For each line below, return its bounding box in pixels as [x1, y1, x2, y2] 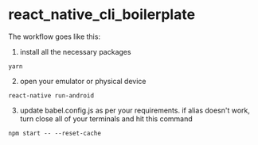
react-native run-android [8, 91, 94, 100]
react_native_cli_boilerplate [8, 6, 196, 24]
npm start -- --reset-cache [8, 129, 102, 137]
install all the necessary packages [19, 47, 131, 56]
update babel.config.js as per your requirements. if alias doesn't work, [19, 105, 251, 115]
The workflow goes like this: [8, 32, 101, 41]
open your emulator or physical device [19, 76, 147, 86]
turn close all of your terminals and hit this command [19, 113, 193, 124]
